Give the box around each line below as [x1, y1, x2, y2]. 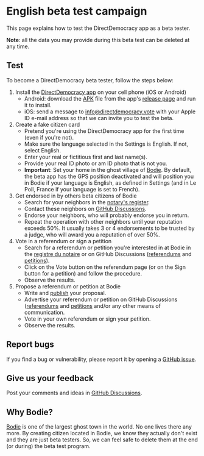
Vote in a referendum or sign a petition [15, 237, 112, 244]
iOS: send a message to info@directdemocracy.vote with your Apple [24, 108, 196, 115]
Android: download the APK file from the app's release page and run [24, 94, 196, 102]
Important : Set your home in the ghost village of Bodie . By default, [24, 166, 192, 173]
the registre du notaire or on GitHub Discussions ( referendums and [24, 250, 192, 257]
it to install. [24, 101, 52, 109]
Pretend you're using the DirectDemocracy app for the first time [24, 127, 185, 135]
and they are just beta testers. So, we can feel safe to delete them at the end [6, 436, 198, 443]
